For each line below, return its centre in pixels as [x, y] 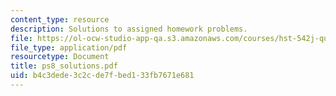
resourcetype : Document [60, 57]
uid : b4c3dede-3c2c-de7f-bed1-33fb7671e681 [102, 76]
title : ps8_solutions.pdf [64, 66]
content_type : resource [60, 19]
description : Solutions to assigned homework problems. [129, 29]
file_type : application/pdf [69, 47]
